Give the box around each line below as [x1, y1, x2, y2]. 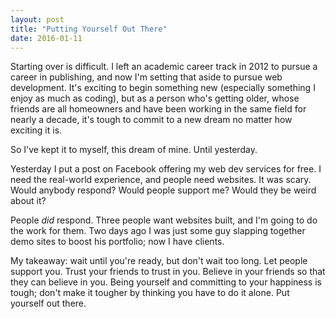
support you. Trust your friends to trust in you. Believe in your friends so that [10, 266, 326, 278]
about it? [10, 195, 47, 207]
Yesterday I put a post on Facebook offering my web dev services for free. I [10, 163, 322, 175]
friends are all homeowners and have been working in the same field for [10, 103, 307, 115]
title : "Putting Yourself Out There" [10, 24, 168, 34]
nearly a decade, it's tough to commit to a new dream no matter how [10, 114, 293, 126]
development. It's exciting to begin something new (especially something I [10, 82, 316, 94]
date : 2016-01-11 [10, 33, 83, 43]
